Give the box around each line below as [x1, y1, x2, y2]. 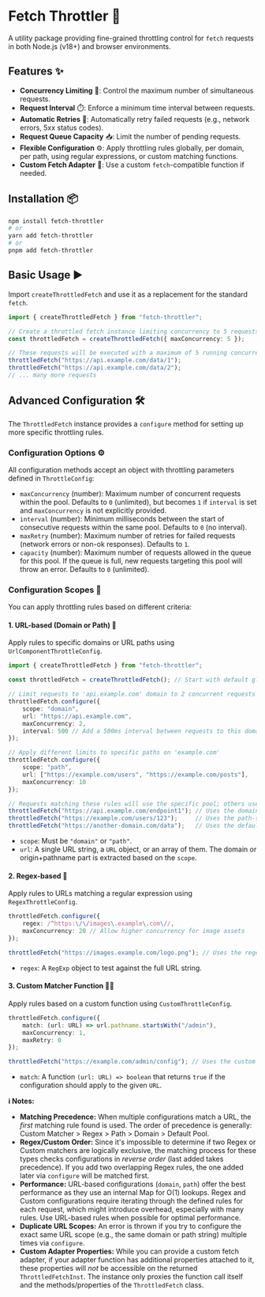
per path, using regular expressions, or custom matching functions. [19, 151, 239, 161]
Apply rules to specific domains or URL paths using [8, 638, 175, 647]
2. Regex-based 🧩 [8, 870, 68, 881]
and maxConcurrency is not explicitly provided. [19, 506, 167, 515]
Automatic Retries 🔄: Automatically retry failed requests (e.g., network [19, 114, 250, 123]
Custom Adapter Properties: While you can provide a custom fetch [19, 1246, 239, 1257]
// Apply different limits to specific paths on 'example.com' [8, 749, 221, 757]
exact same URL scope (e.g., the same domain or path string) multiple [19, 1230, 247, 1239]
